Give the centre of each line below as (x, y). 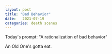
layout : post (18, 9)
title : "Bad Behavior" (28, 14)
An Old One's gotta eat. (28, 46)
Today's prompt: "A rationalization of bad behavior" (56, 37)
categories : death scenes (31, 23)
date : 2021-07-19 (25, 18)
